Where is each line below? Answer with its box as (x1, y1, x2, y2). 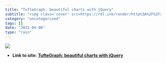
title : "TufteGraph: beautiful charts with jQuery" (5, 7, 114, 12)
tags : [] (5, 21, 23, 26)
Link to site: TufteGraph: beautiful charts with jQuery (12, 52, 124, 58)
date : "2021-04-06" (5, 25, 45, 30)
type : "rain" (5, 30, 32, 35)
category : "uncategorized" (5, 16, 61, 21)
